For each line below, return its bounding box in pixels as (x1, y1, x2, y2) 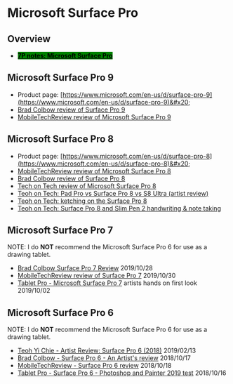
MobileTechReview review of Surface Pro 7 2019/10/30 (17, 272, 176, 280)
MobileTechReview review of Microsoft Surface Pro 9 (17, 112, 172, 121)
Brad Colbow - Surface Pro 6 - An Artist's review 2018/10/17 (17, 354, 192, 362)
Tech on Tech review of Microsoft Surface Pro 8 (17, 181, 157, 190)
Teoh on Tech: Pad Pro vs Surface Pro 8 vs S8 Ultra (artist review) (17, 189, 209, 197)
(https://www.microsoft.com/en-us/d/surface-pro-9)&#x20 (17, 98, 189, 106)
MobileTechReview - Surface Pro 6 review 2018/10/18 (17, 362, 172, 370)
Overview (7, 33, 51, 45)
